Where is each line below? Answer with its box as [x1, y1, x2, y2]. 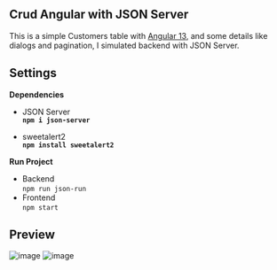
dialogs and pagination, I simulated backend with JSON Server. [9, 40, 240, 50]
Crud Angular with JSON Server [9, 7, 189, 22]
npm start [21, 203, 59, 212]
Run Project [9, 156, 53, 166]
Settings [9, 66, 58, 81]
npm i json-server [21, 115, 91, 125]
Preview [9, 228, 56, 243]
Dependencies [9, 89, 65, 100]
